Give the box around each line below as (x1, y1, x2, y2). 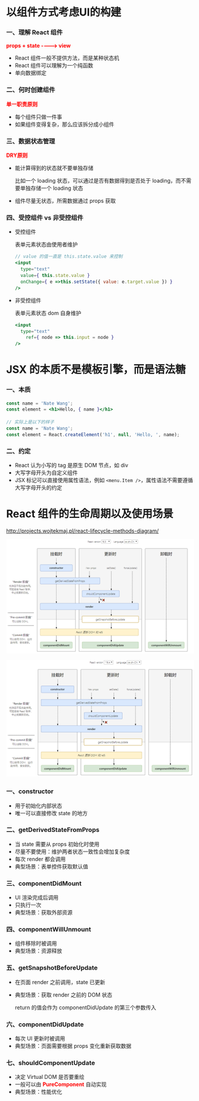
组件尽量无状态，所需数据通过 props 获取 (14, 198, 116, 205)
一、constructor (6, 787, 54, 795)
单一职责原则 (6, 100, 38, 107)
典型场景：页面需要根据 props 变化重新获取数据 (14, 1043, 132, 1050)
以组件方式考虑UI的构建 (6, 5, 122, 19)
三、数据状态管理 (6, 137, 55, 145)
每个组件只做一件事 (14, 113, 63, 120)
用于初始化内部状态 (14, 802, 63, 809)
